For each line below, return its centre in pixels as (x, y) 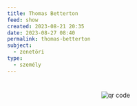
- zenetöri (29, 52)
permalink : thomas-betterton (49, 39)
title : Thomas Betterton (43, 13)
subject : (20, 45)
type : (15, 59)
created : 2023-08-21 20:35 (46, 26)
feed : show (23, 20)
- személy (27, 65)
